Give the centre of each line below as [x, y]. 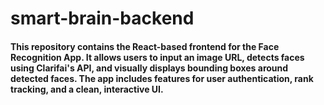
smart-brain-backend [102, 18]
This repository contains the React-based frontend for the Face [145, 46]
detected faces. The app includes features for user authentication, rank [162, 78]
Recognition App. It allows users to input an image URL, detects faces [157, 57]
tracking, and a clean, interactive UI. [87, 89]
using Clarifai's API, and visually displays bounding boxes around [149, 68]
